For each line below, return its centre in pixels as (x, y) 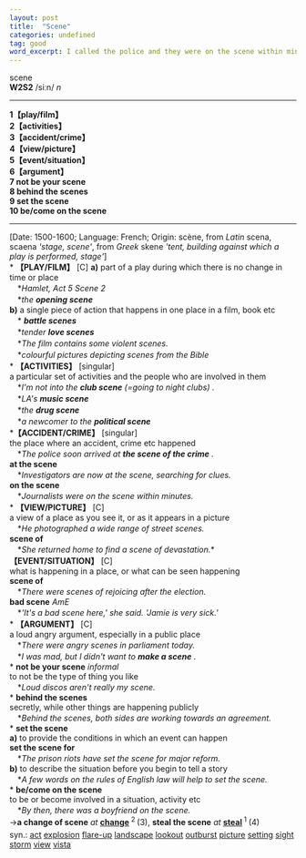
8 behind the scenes (49, 191)
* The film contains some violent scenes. (92, 343)
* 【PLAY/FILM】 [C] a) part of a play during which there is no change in (146, 267)
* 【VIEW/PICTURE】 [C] (57, 507)
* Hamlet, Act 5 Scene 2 (61, 289)
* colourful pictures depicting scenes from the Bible (113, 355)
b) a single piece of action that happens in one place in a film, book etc (143, 310)
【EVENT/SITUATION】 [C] (61, 561)
